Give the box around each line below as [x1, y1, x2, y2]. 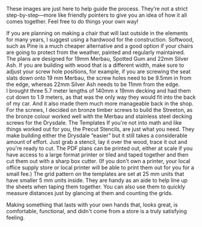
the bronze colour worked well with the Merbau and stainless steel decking [6, 113, 192, 120]
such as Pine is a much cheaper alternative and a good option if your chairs [6, 42, 194, 49]
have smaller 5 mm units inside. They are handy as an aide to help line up [6, 177, 188, 184]
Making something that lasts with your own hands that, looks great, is [6, 201, 179, 208]
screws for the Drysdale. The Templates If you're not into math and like [6, 119, 182, 126]
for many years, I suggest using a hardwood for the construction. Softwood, [6, 36, 194, 43]
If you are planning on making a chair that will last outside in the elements [6, 30, 188, 37]
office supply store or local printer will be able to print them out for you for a [6, 164, 194, 171]
